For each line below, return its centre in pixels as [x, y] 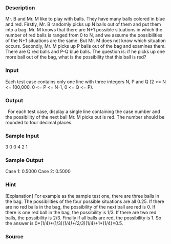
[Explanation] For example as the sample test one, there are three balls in [82, 196]
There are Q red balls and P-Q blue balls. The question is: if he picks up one [85, 52]
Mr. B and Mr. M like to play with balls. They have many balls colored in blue [85, 19]
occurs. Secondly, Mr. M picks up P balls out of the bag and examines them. [85, 46]
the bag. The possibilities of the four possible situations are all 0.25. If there [85, 201]
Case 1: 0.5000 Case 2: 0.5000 [38, 172]
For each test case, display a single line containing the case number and [84, 111]
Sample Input [22, 136]
